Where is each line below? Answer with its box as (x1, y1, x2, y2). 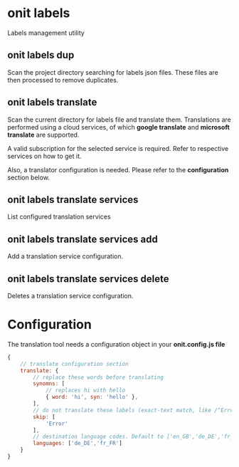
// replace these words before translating (33, 374, 164, 381)
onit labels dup (7, 49, 75, 61)
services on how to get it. (7, 152, 82, 160)
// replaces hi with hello (45, 387, 126, 394)
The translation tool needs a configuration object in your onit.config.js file (7, 340, 225, 348)
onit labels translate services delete (7, 273, 169, 285)
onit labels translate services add (7, 233, 158, 245)
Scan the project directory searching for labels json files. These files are (7, 68, 218, 76)
